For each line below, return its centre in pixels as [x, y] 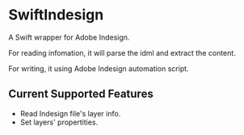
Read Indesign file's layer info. [70, 113]
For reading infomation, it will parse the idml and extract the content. [122, 53]
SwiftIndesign [56, 15]
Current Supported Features [81, 94]
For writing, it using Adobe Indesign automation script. [99, 68]
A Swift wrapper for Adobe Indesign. [69, 37]
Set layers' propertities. [59, 122]
